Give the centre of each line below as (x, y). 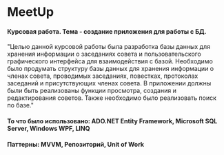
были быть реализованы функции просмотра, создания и (92, 91)
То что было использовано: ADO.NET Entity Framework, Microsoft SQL (112, 121)
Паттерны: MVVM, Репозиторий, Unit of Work (76, 144)
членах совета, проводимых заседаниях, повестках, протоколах (103, 76)
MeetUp (30, 12)
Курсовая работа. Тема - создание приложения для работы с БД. (107, 31)
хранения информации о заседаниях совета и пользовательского (104, 54)
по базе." (21, 105)
